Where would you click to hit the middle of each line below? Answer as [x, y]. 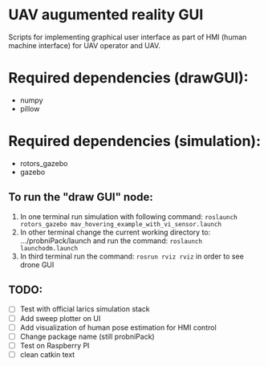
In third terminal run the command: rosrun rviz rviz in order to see [132, 256]
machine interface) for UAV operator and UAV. [84, 45]
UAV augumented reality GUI [106, 15]
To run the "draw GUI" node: [81, 197]
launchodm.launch [49, 248]
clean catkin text [47, 354]
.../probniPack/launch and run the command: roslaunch [111, 240]
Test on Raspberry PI [55, 345]
